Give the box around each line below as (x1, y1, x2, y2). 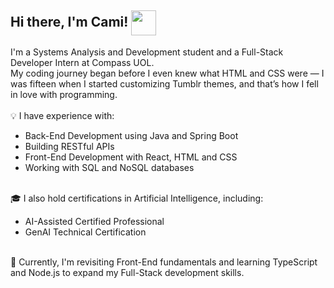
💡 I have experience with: (10, 109, 115, 121)
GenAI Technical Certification (24, 226, 147, 238)
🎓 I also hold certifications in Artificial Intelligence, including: (10, 192, 264, 204)
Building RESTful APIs (24, 140, 115, 152)
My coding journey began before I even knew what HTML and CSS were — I (10, 67, 325, 79)
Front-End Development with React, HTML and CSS (24, 151, 238, 163)
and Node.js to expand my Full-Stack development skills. (10, 266, 245, 278)
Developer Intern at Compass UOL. (10, 56, 155, 68)
